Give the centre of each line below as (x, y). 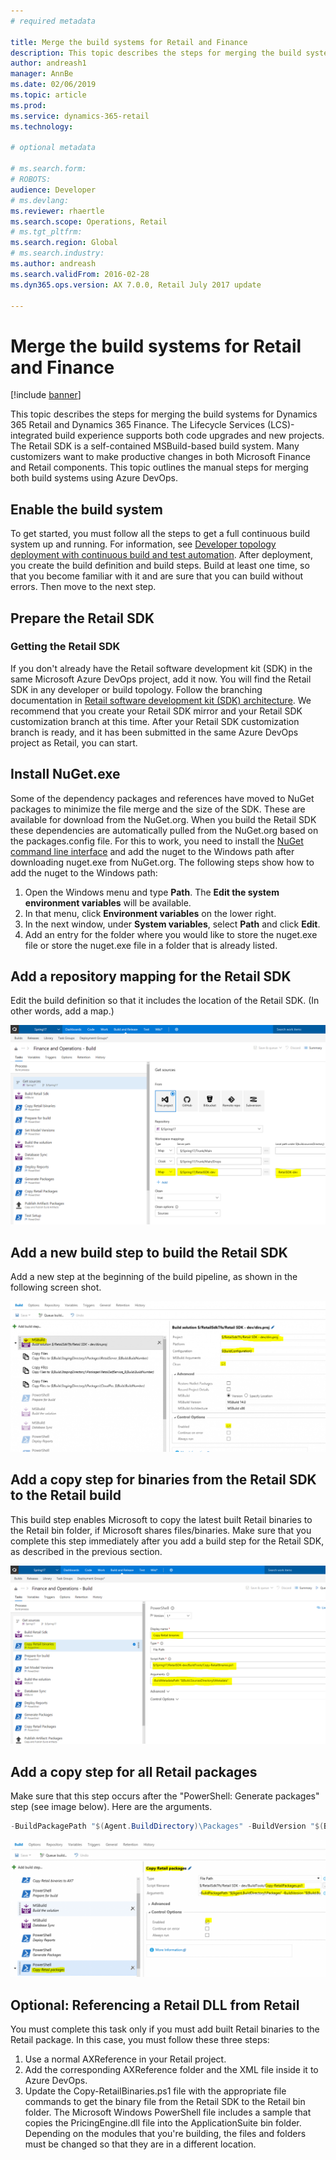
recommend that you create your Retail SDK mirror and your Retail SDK (156, 711)
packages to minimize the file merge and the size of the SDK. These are (158, 809)
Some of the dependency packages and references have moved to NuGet (162, 798)
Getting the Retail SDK (65, 647)
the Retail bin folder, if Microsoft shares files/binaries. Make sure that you (161, 1530)
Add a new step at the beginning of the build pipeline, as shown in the (154, 1277)
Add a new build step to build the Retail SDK (149, 1252)
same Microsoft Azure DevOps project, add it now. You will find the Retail (161, 679)
